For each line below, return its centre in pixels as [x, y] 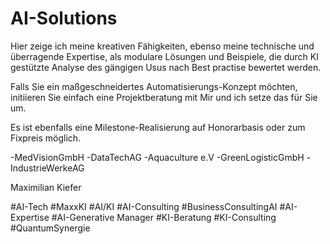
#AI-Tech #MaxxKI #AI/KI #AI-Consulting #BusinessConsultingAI [144, 206]
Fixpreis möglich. [46, 138]
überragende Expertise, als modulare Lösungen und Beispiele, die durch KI [164, 56]
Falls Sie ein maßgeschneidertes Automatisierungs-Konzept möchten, [154, 86]
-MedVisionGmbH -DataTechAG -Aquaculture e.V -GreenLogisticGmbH [157, 157]
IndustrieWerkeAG [47, 168]
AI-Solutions [64, 18]
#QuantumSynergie [50, 228]
